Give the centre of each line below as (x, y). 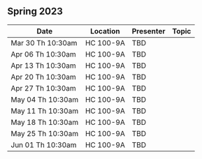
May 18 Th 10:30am (45, 122)
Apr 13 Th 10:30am (44, 66)
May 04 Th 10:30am (45, 99)
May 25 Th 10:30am (45, 133)
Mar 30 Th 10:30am (44, 43)
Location (105, 31)
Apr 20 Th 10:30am (44, 77)
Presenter (149, 31)
